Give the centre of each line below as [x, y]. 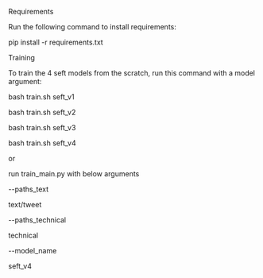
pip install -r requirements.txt [56, 42]
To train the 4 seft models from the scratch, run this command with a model [132, 73]
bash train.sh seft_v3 [42, 127]
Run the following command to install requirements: [93, 27]
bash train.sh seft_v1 [41, 97]
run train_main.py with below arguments [74, 174]
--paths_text [29, 189]
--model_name [33, 251]
